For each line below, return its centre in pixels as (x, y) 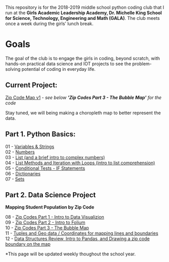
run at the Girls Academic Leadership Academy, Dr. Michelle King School (83, 13)
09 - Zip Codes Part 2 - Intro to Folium (45, 222)
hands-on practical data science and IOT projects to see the (68, 64)
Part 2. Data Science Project (51, 195)
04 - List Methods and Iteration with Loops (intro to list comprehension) (80, 163)
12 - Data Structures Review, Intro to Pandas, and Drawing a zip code (78, 239)
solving (13, 69)
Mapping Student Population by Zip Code (50, 207)
